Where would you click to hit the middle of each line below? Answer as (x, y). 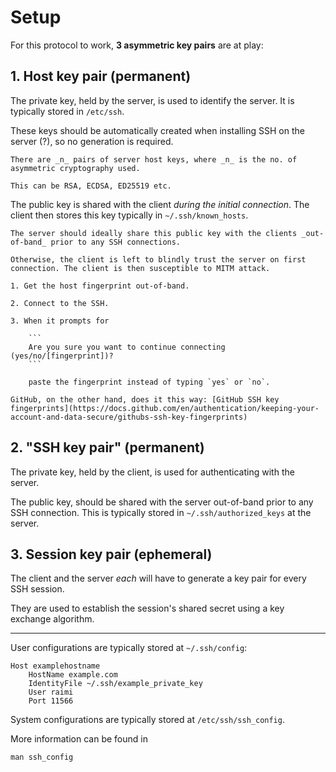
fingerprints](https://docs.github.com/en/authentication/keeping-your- (165, 408)
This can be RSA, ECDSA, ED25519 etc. (91, 186)
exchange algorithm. (52, 619)
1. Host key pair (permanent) (101, 76)
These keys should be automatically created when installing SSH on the (157, 130)
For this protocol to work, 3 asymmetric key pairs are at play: (137, 45)
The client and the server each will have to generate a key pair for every (158, 578)
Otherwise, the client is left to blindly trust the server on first (158, 259)
